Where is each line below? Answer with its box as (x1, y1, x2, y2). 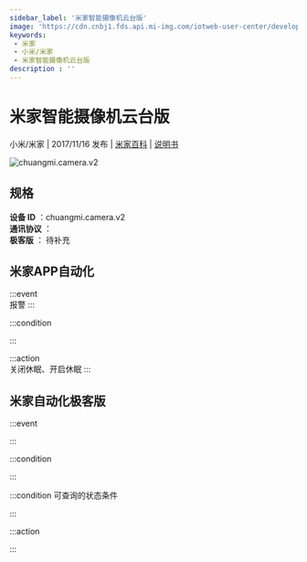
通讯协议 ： (9, 223, 52, 234)
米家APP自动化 (9, 264, 94, 280)
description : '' (9, 65, 76, 74)
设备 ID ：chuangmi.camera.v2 (9, 211, 126, 222)
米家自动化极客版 (9, 393, 106, 408)
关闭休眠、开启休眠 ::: (9, 364, 91, 375)
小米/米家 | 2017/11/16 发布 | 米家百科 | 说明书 (9, 138, 179, 149)
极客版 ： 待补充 (9, 234, 70, 245)
